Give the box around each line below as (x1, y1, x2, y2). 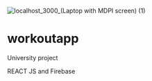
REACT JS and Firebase (7, 66, 76, 75)
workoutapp (7, 31, 79, 46)
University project (7, 53, 58, 62)
